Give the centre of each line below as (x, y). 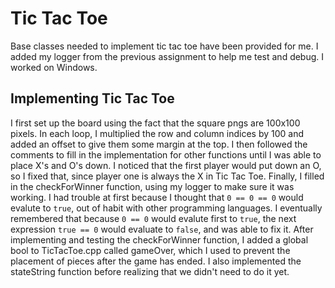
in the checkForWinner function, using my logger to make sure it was (152, 186)
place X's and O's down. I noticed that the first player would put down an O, (166, 165)
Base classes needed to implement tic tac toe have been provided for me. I (164, 46)
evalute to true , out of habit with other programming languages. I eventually (166, 208)
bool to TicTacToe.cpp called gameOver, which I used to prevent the (150, 250)
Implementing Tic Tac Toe (92, 98)
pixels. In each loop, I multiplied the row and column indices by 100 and (157, 133)
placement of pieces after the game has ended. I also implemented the (156, 261)
